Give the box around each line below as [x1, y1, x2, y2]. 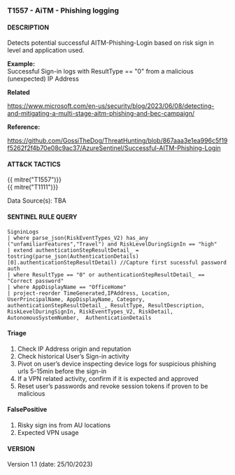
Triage [7, 329, 27, 337]
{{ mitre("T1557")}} [7, 175, 62, 184]
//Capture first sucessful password [120, 259, 227, 266]
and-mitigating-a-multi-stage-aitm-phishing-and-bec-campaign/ [7, 109, 194, 118]
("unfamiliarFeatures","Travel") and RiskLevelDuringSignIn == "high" [7, 241, 218, 248]
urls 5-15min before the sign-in [17, 367, 107, 375]
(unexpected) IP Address [7, 74, 79, 83]
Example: [7, 60, 36, 68]
